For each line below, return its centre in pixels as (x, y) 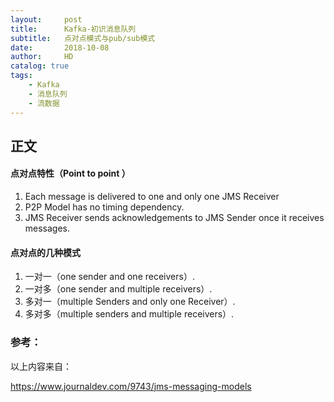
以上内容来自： (41, 366)
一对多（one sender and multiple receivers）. (118, 289)
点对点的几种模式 (45, 252)
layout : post (46, 19)
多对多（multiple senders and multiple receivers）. (129, 314)
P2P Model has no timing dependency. (104, 207)
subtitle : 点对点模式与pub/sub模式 (83, 38)
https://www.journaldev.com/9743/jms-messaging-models (131, 386)
